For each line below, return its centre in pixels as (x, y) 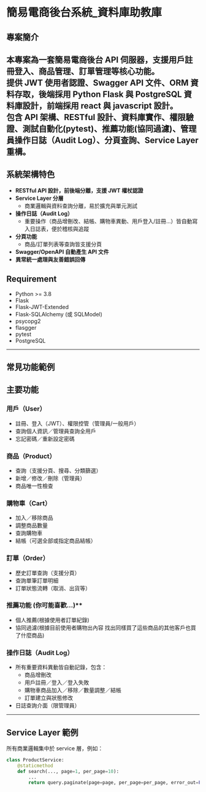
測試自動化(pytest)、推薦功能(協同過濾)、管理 (109, 128)
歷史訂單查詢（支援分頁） (48, 573)
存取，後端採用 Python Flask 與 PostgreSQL (98, 94)
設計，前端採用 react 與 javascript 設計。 (100, 106)
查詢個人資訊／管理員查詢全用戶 (55, 431)
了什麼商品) (30, 635)
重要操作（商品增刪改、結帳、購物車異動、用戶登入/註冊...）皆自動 (108, 221)
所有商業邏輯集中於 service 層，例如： (55, 748)
